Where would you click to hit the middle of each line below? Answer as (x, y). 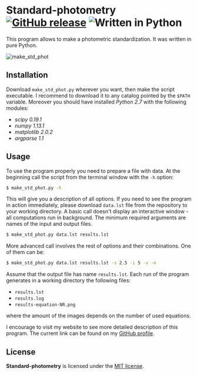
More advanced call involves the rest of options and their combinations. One (98, 246)
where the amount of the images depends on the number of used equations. (98, 316)
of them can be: (25, 252)
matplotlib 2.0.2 (34, 132)
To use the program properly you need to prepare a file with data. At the (93, 170)
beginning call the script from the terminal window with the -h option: (90, 177)
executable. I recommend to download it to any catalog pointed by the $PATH (98, 95)
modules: (17, 108)
